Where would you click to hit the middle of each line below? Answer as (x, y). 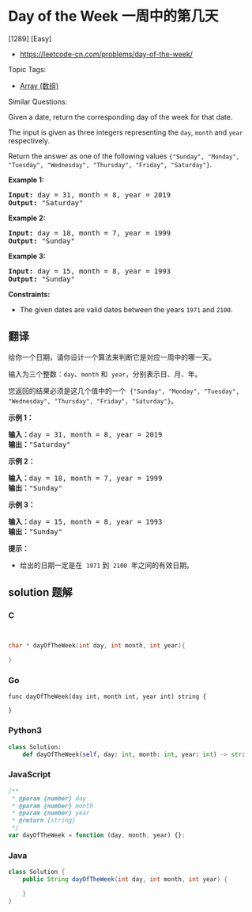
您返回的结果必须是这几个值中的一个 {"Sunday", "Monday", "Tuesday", (124, 391)
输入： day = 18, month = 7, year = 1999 (85, 478)
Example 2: (27, 218)
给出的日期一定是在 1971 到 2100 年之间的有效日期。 (106, 565)
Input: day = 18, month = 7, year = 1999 (90, 233)
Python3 (25, 731)
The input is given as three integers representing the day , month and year (126, 132)
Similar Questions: (38, 101)
